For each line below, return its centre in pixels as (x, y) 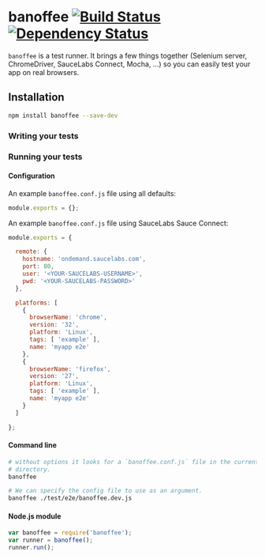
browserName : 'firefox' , (70, 369)
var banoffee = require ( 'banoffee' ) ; (70, 533)
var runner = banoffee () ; (50, 540)
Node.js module (35, 516)
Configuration (32, 176)
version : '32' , (54, 325)
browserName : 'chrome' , (68, 317)
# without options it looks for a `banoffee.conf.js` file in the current (134, 462)
